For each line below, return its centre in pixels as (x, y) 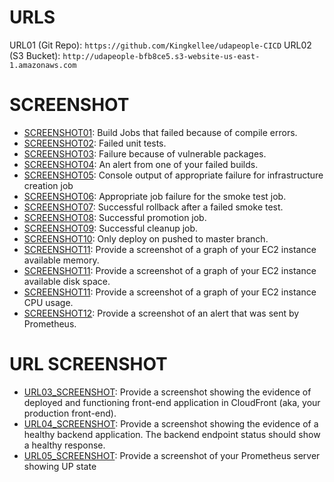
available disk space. (67, 281)
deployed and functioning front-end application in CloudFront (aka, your (172, 402)
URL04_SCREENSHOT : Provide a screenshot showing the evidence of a (171, 423)
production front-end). (70, 413)
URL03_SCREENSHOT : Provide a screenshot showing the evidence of (167, 392)
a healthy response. (64, 445)
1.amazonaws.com (43, 65)
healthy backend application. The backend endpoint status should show (172, 434)
